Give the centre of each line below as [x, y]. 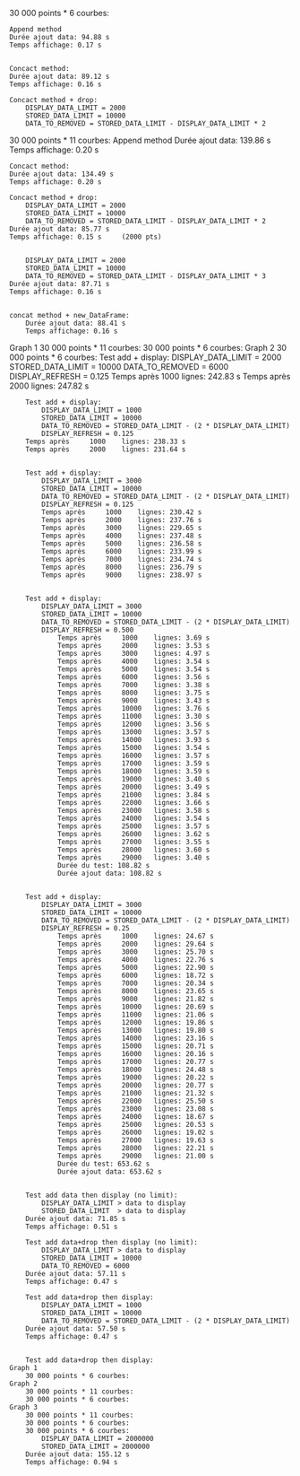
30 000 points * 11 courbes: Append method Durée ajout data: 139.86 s [140, 140]
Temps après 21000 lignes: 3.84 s [133, 795]
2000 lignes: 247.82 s [49, 386]
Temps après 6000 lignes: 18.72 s [136, 975]
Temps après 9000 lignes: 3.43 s [133, 701]
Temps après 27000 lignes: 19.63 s [136, 1140]
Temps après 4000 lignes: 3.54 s [133, 661]
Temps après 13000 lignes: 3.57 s [133, 732]
